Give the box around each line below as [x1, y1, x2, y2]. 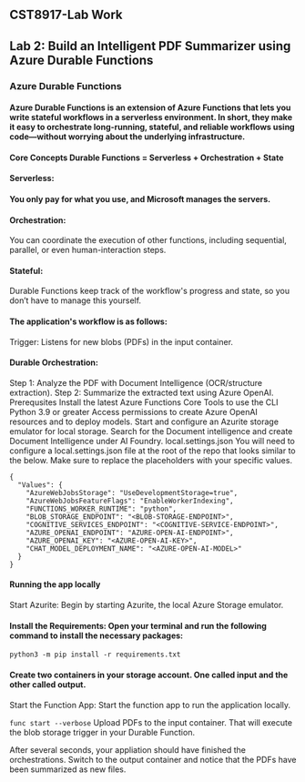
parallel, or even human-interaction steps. [9, 245, 167, 256]
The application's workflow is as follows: [9, 316, 168, 327]
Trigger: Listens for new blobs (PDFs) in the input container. [9, 336, 234, 347]
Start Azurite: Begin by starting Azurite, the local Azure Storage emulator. [9, 600, 284, 611]
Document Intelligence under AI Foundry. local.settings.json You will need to [9, 435, 296, 446]
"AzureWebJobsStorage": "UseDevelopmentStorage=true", [25, 488, 239, 497]
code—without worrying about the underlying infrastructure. [9, 131, 246, 142]
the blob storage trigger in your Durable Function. [9, 726, 196, 737]
